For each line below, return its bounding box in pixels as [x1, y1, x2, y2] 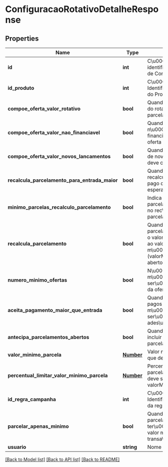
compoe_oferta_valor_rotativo [7, 105, 81, 112]
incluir [147, 334, 162, 340]
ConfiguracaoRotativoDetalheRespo [5, 4, 159, 15]
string [122, 443, 137, 450]
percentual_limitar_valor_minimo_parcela [7, 372, 108, 379]
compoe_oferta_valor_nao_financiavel [7, 129, 100, 136]
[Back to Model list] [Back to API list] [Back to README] [5, 456, 120, 462]
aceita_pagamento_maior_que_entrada [7, 307, 102, 313]
